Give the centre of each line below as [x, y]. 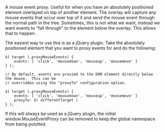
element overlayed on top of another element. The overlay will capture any [81, 12]
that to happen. [20, 33]
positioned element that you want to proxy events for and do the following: [81, 48]
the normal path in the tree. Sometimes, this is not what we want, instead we [82, 23]
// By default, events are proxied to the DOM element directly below [79, 74]
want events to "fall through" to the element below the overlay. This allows [81, 28]
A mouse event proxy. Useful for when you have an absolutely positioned [79, 7]
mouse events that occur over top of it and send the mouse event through [80, 17]
